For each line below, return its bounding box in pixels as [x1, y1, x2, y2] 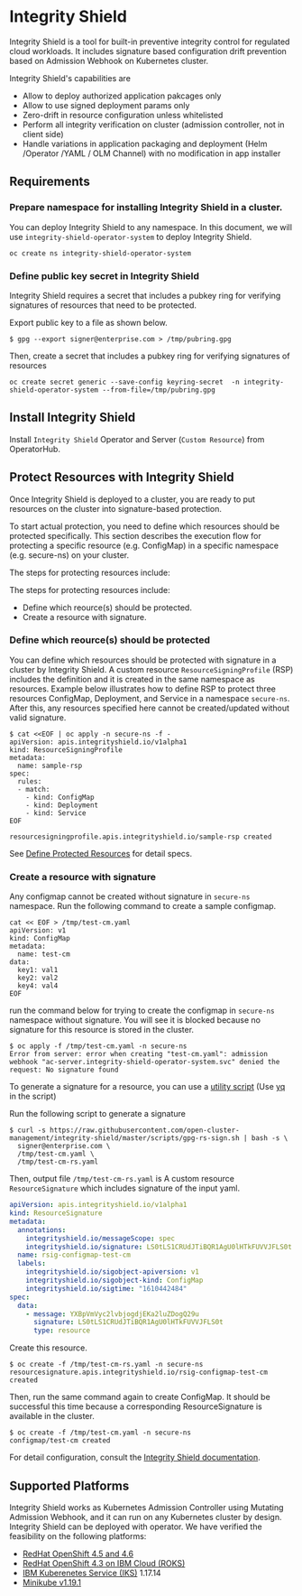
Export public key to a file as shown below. [9, 317, 169, 328]
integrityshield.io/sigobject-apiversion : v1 [25, 1267, 200, 1276]
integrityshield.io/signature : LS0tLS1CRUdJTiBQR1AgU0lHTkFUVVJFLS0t [25, 1242, 293, 1251]
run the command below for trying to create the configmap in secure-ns [9, 1005, 275, 1016]
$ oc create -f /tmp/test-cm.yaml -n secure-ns [9, 1428, 192, 1437]
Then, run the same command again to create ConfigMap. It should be [9, 1392, 270, 1403]
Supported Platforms [9, 1478, 130, 1493]
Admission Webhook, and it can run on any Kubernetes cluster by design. [9, 1511, 282, 1522]
